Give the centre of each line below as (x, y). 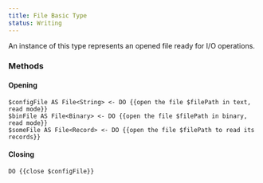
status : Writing (35, 23)
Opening (23, 85)
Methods (26, 66)
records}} (25, 137)
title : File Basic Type (48, 16)
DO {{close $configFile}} (51, 171)
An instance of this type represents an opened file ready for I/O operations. (131, 45)
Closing (21, 154)
